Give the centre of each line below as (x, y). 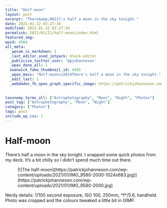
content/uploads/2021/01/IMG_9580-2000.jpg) (65, 185)
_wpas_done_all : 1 (29, 65)
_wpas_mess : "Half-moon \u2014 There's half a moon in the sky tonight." (85, 75)
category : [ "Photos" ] (28, 107)
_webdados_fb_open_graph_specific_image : (53, 84)
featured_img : (20, 38)
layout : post (19, 14)
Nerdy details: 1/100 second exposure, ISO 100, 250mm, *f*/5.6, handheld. (81, 195)
